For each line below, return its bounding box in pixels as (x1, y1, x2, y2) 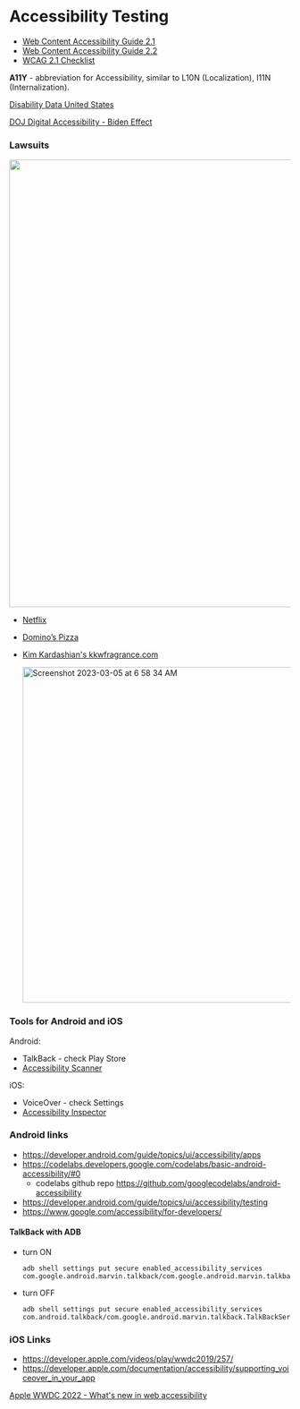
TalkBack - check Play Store (21, 1053, 127, 1063)
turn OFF (21, 1287, 55, 1299)
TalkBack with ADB (9, 1226, 82, 1237)
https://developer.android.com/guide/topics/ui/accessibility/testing (21, 1197, 269, 1208)
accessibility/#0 (21, 1168, 81, 1179)
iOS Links (9, 1333, 52, 1345)
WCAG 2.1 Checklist (21, 55, 96, 65)
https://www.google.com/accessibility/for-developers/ (21, 1206, 222, 1217)
